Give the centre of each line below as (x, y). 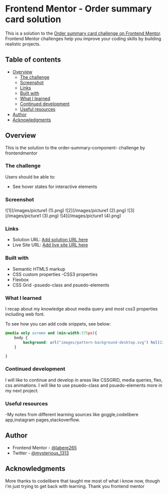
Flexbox (20, 279)
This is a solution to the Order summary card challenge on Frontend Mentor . (83, 33)
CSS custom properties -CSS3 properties (55, 274)
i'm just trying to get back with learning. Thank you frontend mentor (75, 486)
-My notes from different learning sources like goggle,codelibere (72, 415)
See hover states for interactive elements (55, 187)
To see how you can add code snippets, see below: (58, 324)
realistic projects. (23, 44)
